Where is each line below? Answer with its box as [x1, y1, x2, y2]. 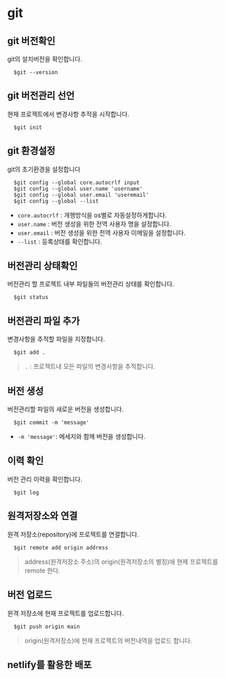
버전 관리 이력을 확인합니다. [7, 475, 83, 483]
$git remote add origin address [13, 544, 109, 551]
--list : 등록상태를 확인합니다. [17, 237, 103, 246]
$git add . [13, 349, 46, 356]
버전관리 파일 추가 [7, 315, 80, 327]
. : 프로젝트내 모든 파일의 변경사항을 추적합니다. [24, 362, 156, 371]
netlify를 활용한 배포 [7, 658, 92, 671]
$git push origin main [13, 623, 80, 630]
